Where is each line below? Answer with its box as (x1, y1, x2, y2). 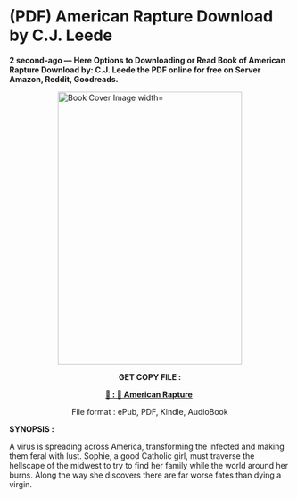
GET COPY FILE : (119, 371, 181, 382)
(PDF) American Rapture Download (9, 6, 274, 27)
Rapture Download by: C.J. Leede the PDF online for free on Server (9, 64, 261, 75)
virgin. (9, 478, 33, 489)
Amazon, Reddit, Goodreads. (9, 73, 119, 84)
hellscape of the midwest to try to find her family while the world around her (9, 460, 289, 470)
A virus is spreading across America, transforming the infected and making (9, 441, 285, 452)
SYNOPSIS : (9, 423, 55, 435)
